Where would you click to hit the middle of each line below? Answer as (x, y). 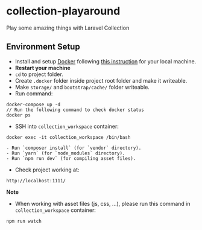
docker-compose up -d (33, 104)
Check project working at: (47, 170)
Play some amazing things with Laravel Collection (68, 28)
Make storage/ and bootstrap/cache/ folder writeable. (82, 87)
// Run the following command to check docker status (75, 110)
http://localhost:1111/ (36, 180)
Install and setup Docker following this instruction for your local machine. (106, 61)
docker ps (19, 115)
